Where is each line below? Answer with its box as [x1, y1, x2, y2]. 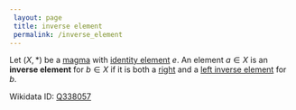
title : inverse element [13, 22, 103, 31]
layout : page [13, 13, 63, 23]
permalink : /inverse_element [13, 30, 124, 39]
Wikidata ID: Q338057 [9, 91, 92, 102]
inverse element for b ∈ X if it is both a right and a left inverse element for [9, 64, 287, 75]
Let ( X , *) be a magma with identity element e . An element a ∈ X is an [9, 55, 268, 66]
